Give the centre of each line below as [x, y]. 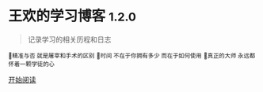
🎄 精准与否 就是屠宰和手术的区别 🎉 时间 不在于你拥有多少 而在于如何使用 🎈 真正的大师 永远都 [132, 56]
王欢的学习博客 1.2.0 [72, 16]
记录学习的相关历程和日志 [69, 39]
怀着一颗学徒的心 [32, 64]
